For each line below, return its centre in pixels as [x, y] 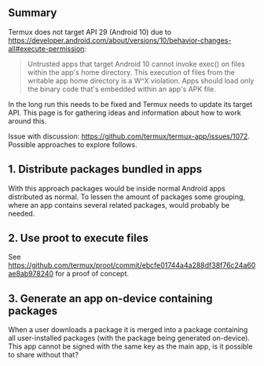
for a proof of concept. [92, 274]
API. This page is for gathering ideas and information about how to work [125, 113]
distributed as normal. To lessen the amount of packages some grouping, [127, 197]
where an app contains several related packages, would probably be [119, 205]
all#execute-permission [46, 48]
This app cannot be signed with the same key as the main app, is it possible [130, 346]
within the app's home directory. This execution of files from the [131, 72]
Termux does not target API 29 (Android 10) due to [90, 31]
